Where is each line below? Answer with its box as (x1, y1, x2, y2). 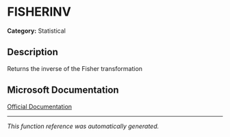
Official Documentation (7, 102, 73, 110)
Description (7, 46, 58, 58)
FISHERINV (7, 4, 72, 20)
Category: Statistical (7, 27, 66, 35)
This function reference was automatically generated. (7, 122, 159, 130)
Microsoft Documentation (7, 85, 119, 96)
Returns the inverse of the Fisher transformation (7, 64, 142, 72)
